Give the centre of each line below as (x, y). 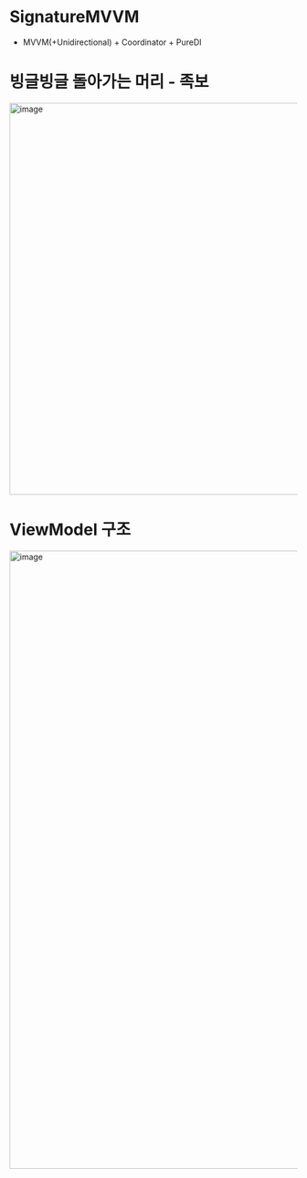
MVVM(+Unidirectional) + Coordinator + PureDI (112, 42)
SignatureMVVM (74, 17)
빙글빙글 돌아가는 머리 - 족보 (109, 82)
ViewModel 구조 (70, 530)
